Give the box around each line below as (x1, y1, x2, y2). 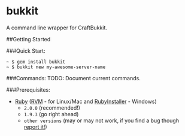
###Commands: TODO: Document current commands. (6, 74, 141, 81)
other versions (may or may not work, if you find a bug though (23, 117, 180, 124)
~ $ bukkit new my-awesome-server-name (6, 64, 106, 70)
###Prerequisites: (6, 86, 50, 93)
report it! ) (23, 123, 47, 130)
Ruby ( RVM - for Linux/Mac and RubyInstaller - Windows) (14, 98, 157, 105)
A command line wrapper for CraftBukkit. (6, 24, 108, 31)
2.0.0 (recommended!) (23, 104, 81, 111)
